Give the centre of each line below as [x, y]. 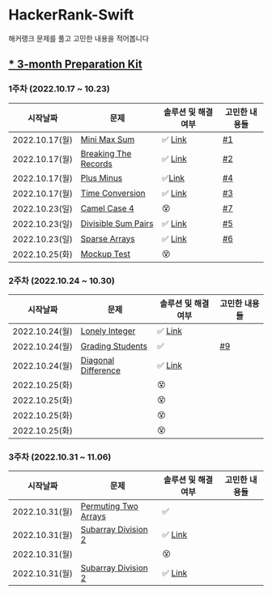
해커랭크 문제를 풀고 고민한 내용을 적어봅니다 [79, 38]
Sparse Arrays [108, 238]
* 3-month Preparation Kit [76, 64]
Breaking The [106, 153]
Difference [101, 370]
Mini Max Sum [108, 139]
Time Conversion [113, 193]
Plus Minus [102, 177]
